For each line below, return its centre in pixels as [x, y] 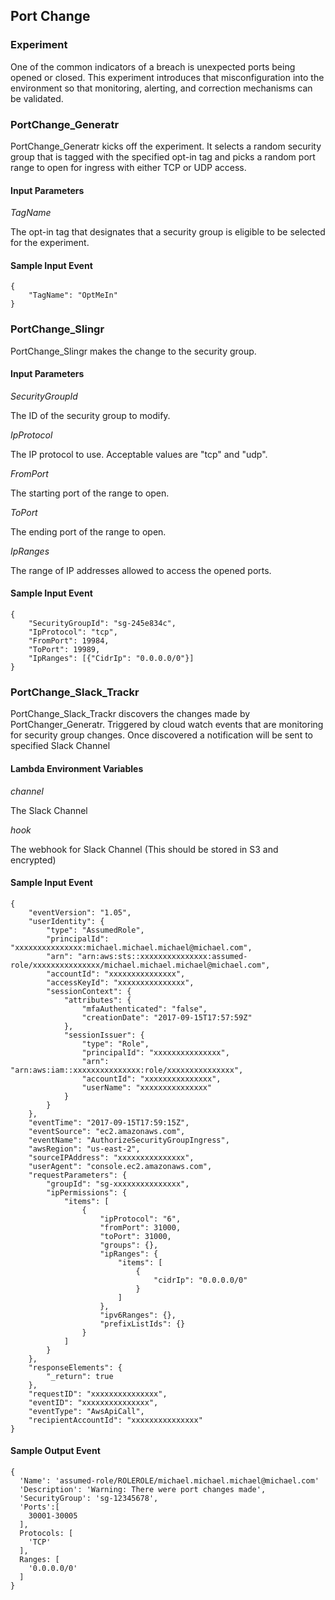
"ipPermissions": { [87, 1192]
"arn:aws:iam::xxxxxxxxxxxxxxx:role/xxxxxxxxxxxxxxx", [127, 1070]
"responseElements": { [75, 1367]
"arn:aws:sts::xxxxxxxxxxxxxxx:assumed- [162, 956]
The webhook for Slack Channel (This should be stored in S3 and [144, 849]
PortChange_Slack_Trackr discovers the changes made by [130, 714]
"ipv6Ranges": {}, [138, 1315]
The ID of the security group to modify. [90, 415]
